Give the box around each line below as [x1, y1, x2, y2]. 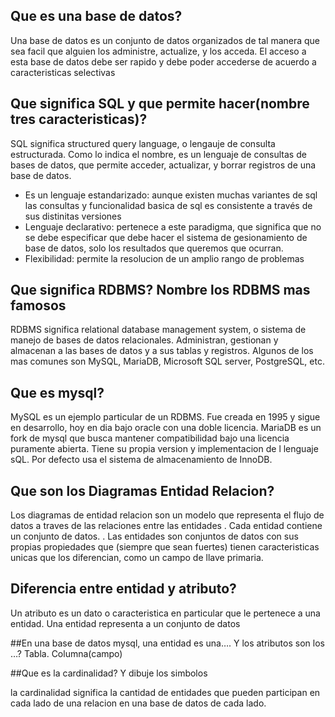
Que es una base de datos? [10, 8, 183, 25]
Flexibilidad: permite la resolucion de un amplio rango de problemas [24, 252, 305, 264]
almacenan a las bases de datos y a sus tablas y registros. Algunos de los [10, 345, 314, 357]
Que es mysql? [10, 384, 105, 401]
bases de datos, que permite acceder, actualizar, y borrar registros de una [10, 159, 317, 171]
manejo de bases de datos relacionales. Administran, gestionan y [10, 334, 279, 346]
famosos [10, 297, 67, 314]
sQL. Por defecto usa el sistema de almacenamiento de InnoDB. [10, 454, 273, 466]
